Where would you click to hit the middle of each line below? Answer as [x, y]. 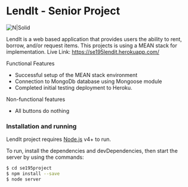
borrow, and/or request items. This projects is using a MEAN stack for [92, 45]
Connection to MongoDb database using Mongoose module [88, 81]
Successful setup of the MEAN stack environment [76, 75]
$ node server [24, 179]
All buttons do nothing [42, 111]
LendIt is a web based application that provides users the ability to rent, [94, 39]
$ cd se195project [29, 168]
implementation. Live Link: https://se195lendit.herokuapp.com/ [83, 51]
